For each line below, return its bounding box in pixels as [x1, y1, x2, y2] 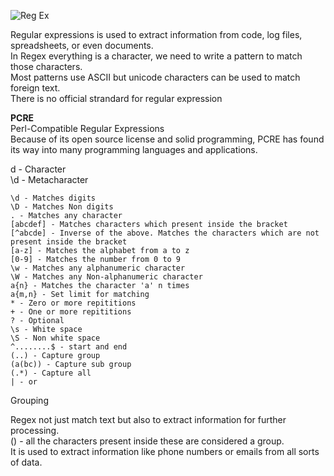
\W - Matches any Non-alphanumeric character [10, 272, 203, 282]
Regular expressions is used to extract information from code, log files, [10, 29, 303, 40]
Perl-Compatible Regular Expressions [10, 123, 165, 134]
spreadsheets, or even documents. [10, 40, 154, 51]
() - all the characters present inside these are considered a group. [10, 435, 285, 447]
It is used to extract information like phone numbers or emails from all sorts [10, 446, 320, 457]
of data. [10, 456, 43, 468]
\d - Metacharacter [10, 174, 89, 185]
